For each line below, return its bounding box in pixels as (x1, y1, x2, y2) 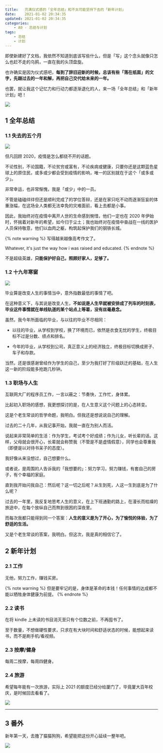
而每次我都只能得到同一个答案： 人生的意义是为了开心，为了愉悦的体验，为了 (5, 515, 158, 521)
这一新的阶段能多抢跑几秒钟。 (5, 366, 65, 372)
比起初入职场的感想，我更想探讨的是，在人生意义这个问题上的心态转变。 (5, 402, 149, 408)
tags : (5, 30, 16, 35)
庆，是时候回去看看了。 (5, 690, 52, 696)
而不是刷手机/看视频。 (13, 633, 58, 639)
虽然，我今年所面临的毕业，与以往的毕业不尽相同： (5, 317, 107, 322)
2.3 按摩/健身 (5, 646, 36, 653)
